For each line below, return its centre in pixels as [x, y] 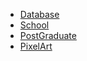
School [34, 25]
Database [39, 14]
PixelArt [36, 46]
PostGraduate [48, 35]
